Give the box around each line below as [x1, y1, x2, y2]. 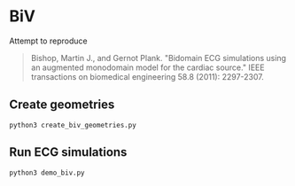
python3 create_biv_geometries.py [9, 120, 137, 129]
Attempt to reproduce [9, 35, 88, 46]
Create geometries [9, 97, 115, 112]
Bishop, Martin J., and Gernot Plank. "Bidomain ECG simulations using [30, 52, 286, 63]
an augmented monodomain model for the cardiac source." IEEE [30, 62, 265, 73]
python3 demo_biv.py [9, 168, 86, 177]
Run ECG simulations [9, 144, 128, 160]
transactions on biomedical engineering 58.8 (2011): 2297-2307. [30, 71, 264, 81]
